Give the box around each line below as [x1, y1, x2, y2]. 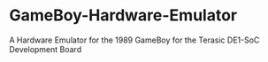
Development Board [9, 43, 82, 54]
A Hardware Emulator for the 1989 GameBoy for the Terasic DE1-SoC [9, 35, 260, 45]
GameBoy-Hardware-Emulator [9, 5, 237, 26]
